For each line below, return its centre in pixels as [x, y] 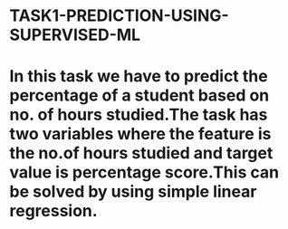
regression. [53, 211]
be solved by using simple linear [133, 192]
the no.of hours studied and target [141, 153]
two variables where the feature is [140, 134]
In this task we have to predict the [139, 76]
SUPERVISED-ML [75, 35]
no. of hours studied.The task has [139, 115]
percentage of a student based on [139, 95]
